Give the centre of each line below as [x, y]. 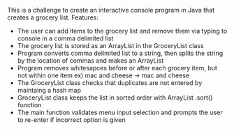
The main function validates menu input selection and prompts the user [120, 112]
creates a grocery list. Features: [53, 17]
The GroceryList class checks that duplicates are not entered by [110, 83]
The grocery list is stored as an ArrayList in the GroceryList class [110, 46]
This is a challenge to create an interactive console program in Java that [111, 10]
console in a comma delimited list [65, 38]
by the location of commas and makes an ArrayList [90, 61]
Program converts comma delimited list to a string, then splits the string [120, 53]
